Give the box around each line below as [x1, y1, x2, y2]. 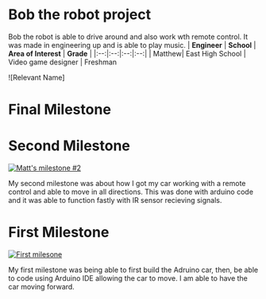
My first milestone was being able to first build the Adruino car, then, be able [8, 265, 259, 274]
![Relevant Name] [8, 72, 65, 82]
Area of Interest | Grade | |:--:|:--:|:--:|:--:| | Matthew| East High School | [8, 49, 246, 58]
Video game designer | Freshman [8, 57, 118, 67]
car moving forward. [8, 282, 75, 291]
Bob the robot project [8, 6, 152, 24]
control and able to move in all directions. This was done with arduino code [8, 187, 254, 196]
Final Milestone [8, 101, 111, 118]
